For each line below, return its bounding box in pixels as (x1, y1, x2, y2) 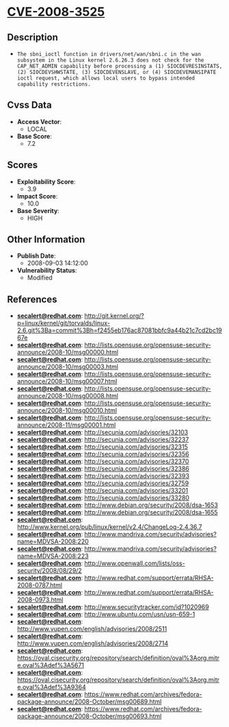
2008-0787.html (16, 581, 63, 589)
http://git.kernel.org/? (84, 312, 145, 320)
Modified (27, 273, 53, 282)
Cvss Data (7, 99, 53, 111)
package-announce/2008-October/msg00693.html (16, 712, 162, 720)
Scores (7, 159, 38, 171)
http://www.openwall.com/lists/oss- (84, 559, 186, 567)
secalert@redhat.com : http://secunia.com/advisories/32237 (16, 436, 189, 444)
